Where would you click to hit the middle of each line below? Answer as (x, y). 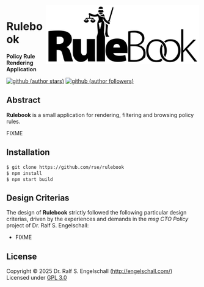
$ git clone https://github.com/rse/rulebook (65, 167)
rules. (13, 121)
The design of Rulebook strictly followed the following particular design (97, 213)
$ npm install (24, 173)
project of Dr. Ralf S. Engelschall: (48, 225)
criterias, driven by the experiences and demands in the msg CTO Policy (97, 219)
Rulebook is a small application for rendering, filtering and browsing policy (100, 115)
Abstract (24, 100)
